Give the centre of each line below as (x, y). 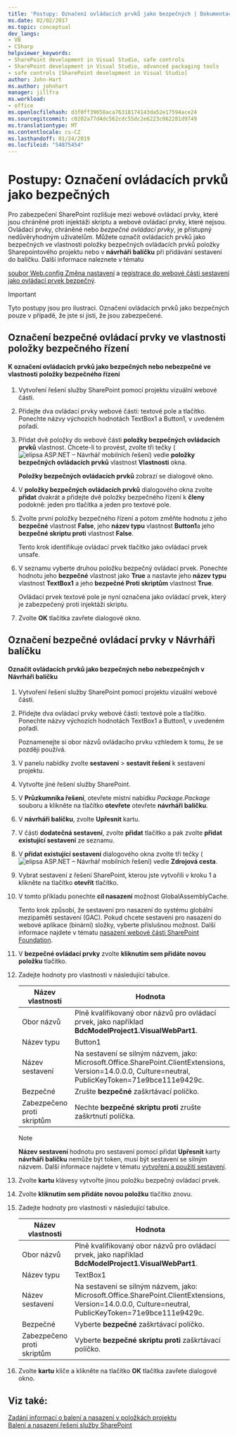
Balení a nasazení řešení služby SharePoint (70, 1425)
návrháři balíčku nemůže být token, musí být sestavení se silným (113, 1159)
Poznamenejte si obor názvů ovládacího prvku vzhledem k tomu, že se (121, 742)
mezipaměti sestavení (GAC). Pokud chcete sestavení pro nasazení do (120, 917)
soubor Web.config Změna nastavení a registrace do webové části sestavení (119, 273)
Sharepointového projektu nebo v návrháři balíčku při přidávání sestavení (115, 252)
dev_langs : (24, 34)
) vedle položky (172, 454)
